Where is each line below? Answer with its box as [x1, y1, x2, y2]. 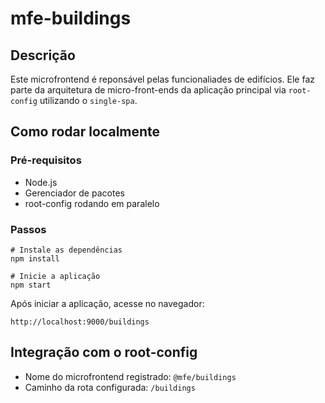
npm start [10, 280, 52, 290]
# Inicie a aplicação [10, 271, 101, 281]
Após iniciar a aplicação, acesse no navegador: [10, 297, 205, 309]
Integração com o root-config [10, 344, 198, 361]
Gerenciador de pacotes [24, 187, 125, 199]
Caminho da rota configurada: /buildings [24, 381, 196, 393]
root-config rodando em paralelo [24, 197, 160, 209]
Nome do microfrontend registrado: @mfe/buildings [24, 370, 237, 382]
